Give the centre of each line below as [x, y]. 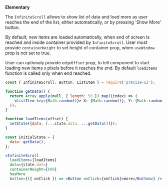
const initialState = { [30, 137]
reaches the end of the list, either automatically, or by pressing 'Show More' [83, 22]
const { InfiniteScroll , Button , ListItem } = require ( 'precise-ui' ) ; [80, 82]
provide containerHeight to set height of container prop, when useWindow [80, 48]
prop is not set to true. [28, 53]
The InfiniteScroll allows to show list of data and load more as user [76, 17]
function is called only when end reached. [48, 73]
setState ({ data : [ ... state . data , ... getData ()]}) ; [63, 124]
